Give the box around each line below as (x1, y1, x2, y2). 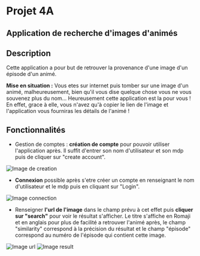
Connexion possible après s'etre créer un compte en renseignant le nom (14, 176, 195, 184)
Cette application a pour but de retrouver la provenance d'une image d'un (6, 64, 188, 71)
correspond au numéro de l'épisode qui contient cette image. (14, 231, 166, 239)
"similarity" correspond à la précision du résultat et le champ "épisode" (14, 225, 191, 233)
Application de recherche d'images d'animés (6, 28, 178, 38)
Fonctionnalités (6, 124, 66, 135)
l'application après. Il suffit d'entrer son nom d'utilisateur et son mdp (14, 147, 184, 154)
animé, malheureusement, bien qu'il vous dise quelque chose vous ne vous (6, 89, 192, 96)
